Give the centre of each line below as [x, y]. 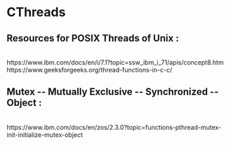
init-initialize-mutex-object [45, 135]
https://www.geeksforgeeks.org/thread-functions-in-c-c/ [90, 70]
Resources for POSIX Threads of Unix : [93, 38]
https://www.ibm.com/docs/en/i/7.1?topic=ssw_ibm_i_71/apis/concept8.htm [115, 62]
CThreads [36, 12]
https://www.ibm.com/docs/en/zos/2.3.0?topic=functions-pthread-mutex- [114, 127]
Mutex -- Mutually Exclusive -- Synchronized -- [113, 92]
